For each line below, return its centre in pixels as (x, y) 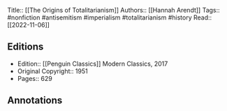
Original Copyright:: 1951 (53, 71)
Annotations (35, 101)
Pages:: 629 (35, 78)
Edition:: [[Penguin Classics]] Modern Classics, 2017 (93, 64)
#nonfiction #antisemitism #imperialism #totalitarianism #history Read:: (110, 17)
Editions (25, 47)
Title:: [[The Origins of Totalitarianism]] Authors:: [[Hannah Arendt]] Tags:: (113, 10)
